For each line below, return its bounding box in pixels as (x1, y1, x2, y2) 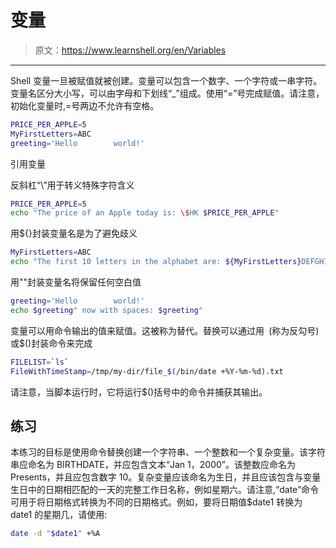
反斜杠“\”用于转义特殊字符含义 (10, 179, 135, 191)
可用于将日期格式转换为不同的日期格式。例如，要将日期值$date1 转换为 (10, 496, 303, 508)
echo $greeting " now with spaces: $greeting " (10, 305, 203, 315)
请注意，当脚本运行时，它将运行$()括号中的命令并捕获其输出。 (10, 386, 268, 398)
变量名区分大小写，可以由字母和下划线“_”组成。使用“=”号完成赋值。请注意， (10, 87, 325, 99)
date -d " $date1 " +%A (10, 529, 101, 539)
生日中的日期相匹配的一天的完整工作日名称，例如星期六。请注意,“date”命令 (10, 484, 320, 496)
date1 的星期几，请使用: (10, 509, 108, 521)
